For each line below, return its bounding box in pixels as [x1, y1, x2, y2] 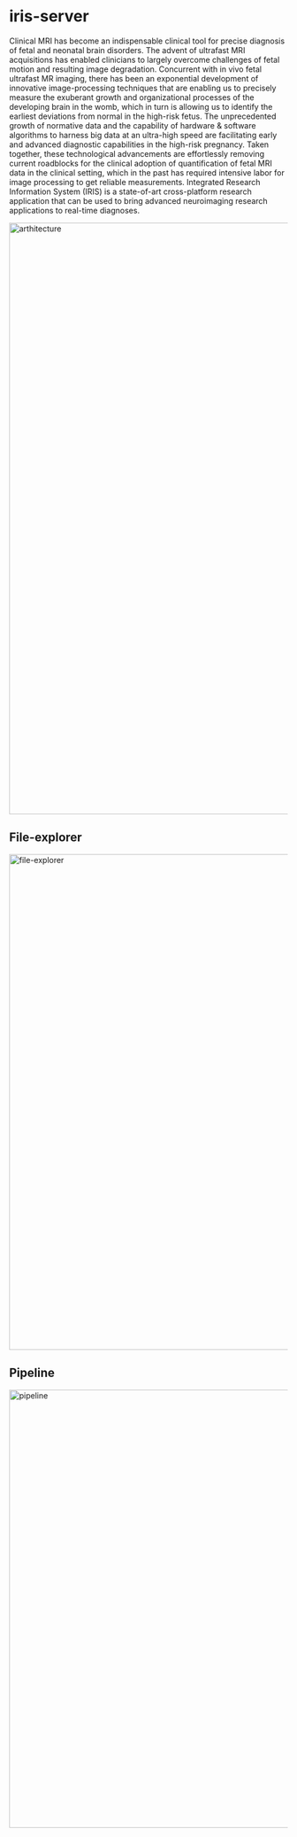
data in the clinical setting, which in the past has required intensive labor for [9, 167, 286, 178]
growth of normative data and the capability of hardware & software [9, 120, 256, 130]
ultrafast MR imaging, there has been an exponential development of [9, 73, 259, 83]
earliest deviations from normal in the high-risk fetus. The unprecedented [9, 111, 277, 121]
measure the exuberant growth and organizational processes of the [9, 91, 255, 103]
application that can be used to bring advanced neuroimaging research [9, 195, 268, 206]
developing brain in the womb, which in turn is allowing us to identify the [9, 101, 273, 112]
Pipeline [9, 1366, 56, 1381]
